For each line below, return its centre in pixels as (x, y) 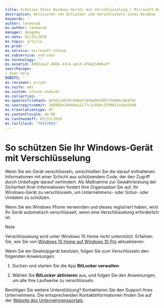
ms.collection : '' (24, 96)
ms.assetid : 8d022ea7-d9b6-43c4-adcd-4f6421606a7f (58, 64)
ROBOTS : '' (16, 78)
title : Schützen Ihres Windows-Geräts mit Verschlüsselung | (69, 10)
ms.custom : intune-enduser (32, 92)
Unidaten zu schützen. (28, 198)
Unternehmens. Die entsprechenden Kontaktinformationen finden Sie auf (79, 295)
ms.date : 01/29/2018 (26, 37)
